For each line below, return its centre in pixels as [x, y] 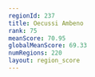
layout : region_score [44, 61]
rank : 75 [23, 30]
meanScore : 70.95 [37, 38]
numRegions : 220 [35, 53]
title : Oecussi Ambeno [46, 23]
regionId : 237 [32, 16]
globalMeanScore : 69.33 [48, 46]
